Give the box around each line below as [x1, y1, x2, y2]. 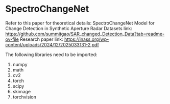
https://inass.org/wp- [64, 36, 109, 42]
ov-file [5, 36, 19, 42]
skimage [12, 88, 31, 94]
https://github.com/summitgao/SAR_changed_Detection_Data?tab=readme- [5, 31, 165, 37]
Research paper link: [19, 36, 63, 42]
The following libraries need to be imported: [5, 51, 98, 58]
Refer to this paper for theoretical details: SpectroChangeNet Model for [5, 20, 155, 26]
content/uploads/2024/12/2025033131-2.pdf [5, 41, 100, 47]
